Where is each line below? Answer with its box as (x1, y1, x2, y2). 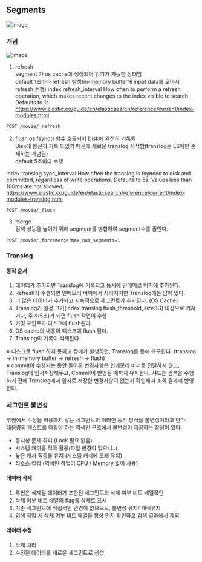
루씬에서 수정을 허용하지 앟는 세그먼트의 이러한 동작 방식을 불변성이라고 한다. (6, 416, 187, 424)
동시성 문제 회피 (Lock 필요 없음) (15, 436, 93, 444)
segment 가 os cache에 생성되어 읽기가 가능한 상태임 (15, 70, 142, 78)
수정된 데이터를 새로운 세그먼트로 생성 (15, 549, 105, 556)
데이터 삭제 (6, 475, 32, 482)
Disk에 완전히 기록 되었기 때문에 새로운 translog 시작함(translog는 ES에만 (15, 143, 190, 150)
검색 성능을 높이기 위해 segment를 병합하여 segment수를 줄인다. (15, 225, 168, 232)
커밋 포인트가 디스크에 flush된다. (15, 320, 93, 327)
